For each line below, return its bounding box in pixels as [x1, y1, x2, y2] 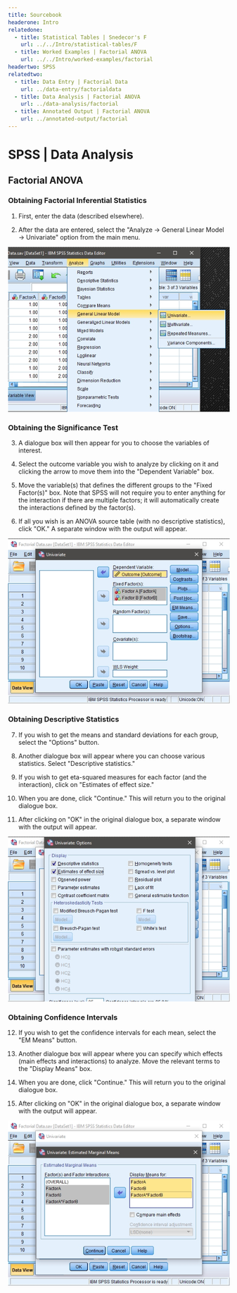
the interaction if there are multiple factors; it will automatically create [18, 496, 220, 505]
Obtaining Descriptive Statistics [8, 714, 120, 724]
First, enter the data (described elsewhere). [18, 211, 144, 220]
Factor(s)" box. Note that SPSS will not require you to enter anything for [18, 488, 226, 497]
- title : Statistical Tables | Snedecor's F [14, 34, 147, 41]
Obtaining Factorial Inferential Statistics [8, 196, 147, 206]
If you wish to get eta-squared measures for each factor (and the [18, 772, 207, 781]
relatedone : [8, 26, 43, 33]
